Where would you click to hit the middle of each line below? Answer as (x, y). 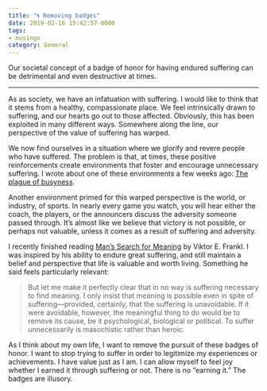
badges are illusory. (41, 379)
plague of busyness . (42, 182)
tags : (17, 30)
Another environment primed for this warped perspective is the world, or (127, 197)
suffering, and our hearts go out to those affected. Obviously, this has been (131, 116)
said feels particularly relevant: (59, 272)
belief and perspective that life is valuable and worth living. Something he (128, 264)
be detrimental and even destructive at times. (82, 76)
